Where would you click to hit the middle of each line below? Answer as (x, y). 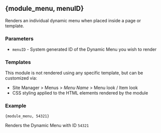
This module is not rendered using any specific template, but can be (74, 73)
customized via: (21, 78)
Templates (18, 62)
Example (16, 106)
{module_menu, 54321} (27, 116)
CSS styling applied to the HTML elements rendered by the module (80, 93)
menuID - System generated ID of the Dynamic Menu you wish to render (84, 49)
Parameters (19, 39)
